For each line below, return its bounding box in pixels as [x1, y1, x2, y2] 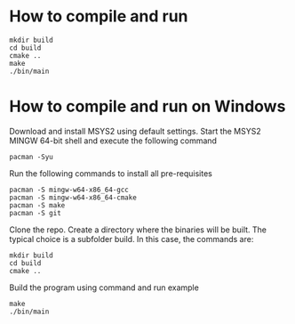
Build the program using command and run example [9, 282, 200, 293]
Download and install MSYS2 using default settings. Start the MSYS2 [9, 126, 262, 136]
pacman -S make [9, 200, 66, 210]
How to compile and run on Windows [9, 96, 286, 117]
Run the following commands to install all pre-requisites [9, 167, 213, 179]
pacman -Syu [9, 152, 53, 161]
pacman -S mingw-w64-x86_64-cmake [9, 193, 138, 202]
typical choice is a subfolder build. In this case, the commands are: [9, 233, 254, 244]
